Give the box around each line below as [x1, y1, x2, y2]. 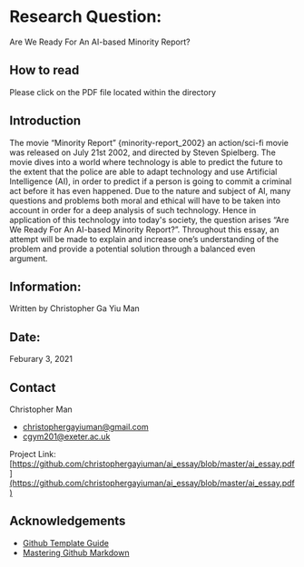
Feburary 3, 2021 [9, 354, 74, 365]
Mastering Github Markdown [22, 547, 130, 558]
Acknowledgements [9, 513, 126, 529]
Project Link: [9, 449, 56, 459]
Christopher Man [9, 404, 73, 415]
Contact [9, 379, 56, 396]
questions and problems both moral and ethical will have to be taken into [9, 195, 281, 206]
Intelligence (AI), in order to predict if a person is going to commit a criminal [9, 175, 292, 187]
